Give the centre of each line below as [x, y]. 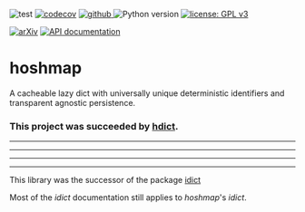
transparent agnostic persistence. [73, 102]
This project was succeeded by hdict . [94, 126]
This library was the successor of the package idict [105, 180]
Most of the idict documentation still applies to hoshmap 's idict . [128, 198]
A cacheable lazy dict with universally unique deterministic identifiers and [147, 93]
